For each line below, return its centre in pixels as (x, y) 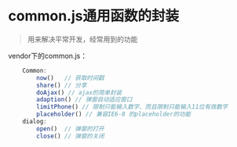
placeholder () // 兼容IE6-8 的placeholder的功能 (114, 114)
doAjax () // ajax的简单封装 (79, 92)
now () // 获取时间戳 (70, 78)
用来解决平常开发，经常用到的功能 (82, 39)
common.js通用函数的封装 (93, 16)
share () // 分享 (62, 85)
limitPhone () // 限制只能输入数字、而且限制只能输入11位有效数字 (132, 107)
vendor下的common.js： (48, 56)
